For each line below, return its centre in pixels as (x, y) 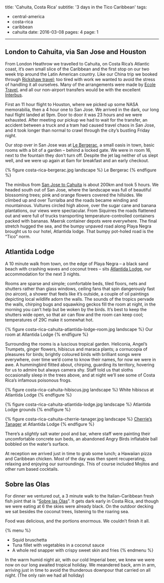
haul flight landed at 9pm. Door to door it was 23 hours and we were (74, 115)
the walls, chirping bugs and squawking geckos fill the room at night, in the (81, 304)
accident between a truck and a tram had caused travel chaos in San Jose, (80, 125)
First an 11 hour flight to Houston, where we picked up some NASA (72, 104)
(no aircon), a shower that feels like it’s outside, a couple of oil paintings (77, 294)
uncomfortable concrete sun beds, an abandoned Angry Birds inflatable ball (81, 438)
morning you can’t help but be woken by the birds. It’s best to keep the (76, 309)
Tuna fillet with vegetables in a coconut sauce (58, 545)
